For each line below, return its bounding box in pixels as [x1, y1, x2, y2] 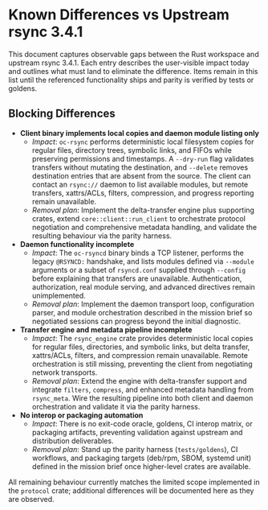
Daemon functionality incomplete [19, 239, 135, 249]
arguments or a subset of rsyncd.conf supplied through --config [31, 265, 246, 274]
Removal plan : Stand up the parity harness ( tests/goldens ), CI [31, 444, 238, 454]
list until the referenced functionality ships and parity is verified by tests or [8, 75, 254, 84]
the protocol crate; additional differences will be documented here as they [8, 485, 254, 496]
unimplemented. [31, 290, 86, 300]
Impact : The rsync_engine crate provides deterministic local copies [31, 333, 254, 343]
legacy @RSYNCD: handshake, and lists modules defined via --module [31, 256, 254, 266]
